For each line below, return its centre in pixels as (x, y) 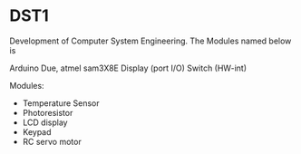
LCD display (45, 122)
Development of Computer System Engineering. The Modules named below (150, 41)
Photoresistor (48, 112)
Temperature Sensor (61, 103)
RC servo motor (52, 141)
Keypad (37, 131)
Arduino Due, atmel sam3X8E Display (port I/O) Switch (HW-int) (128, 68)
